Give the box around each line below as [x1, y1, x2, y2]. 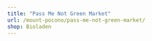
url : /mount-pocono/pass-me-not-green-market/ [7, 17, 146, 24]
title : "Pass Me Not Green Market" [7, 10, 111, 17]
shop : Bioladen [7, 23, 52, 30]
